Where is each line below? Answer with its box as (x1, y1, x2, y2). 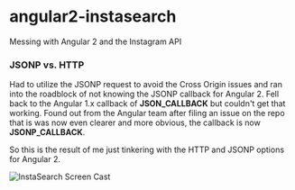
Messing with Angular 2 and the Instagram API (9, 36, 182, 47)
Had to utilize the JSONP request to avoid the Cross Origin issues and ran (9, 79, 282, 90)
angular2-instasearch (9, 6, 177, 27)
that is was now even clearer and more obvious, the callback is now (9, 117, 262, 128)
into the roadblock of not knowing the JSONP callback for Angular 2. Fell (9, 88, 280, 100)
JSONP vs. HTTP (9, 59, 85, 71)
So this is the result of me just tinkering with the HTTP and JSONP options (9, 144, 285, 155)
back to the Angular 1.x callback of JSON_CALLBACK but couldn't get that (9, 98, 286, 109)
